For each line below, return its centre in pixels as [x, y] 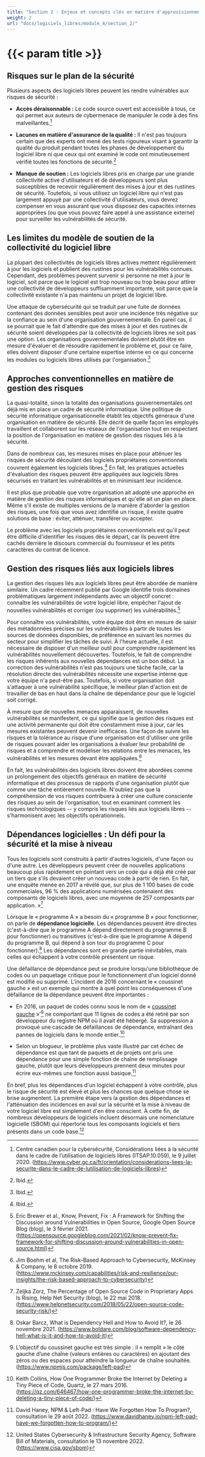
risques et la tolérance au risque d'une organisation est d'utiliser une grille [100, 738]
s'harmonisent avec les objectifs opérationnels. [66, 815]
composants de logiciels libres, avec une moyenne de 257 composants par [101, 898]
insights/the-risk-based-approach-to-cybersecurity [80, 1279]
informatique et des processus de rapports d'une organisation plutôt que [98, 783]
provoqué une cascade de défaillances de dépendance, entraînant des [104, 1027]
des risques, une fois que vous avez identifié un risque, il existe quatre [95, 512]
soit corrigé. [22, 700]
